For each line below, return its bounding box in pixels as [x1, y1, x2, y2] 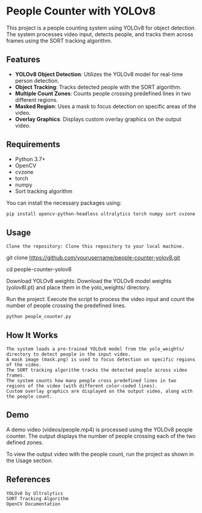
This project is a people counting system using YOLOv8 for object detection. [6, 24, 196, 31]
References [6, 474, 51, 485]
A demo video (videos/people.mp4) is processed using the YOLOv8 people [6, 425, 193, 433]
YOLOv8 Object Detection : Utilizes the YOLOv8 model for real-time [14, 71, 183, 78]
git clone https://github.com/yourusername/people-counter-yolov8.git [6, 254, 180, 261]
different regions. [14, 96, 58, 103]
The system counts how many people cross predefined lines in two [6, 378, 177, 384]
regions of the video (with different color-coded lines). [6, 383, 158, 389]
